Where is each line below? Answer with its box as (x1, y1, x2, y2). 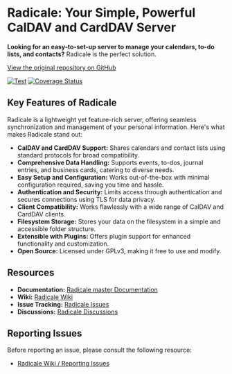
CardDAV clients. (17, 210, 66, 218)
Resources (7, 267, 55, 279)
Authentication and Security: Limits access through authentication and (17, 187, 222, 196)
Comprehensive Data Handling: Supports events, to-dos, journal (17, 158, 204, 167)
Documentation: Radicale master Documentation (17, 285, 158, 294)
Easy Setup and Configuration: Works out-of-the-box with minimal (17, 173, 210, 181)
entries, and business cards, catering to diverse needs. (17, 165, 175, 174)
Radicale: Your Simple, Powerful (7, 5, 196, 21)
